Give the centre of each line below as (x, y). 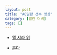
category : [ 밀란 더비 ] (26, 18)
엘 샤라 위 (21, 37)
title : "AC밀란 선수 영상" (29, 14)
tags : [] (14, 23)
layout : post (18, 9)
